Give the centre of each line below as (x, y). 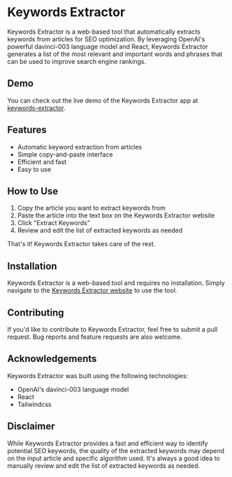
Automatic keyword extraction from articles (80, 147)
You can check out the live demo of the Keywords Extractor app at (103, 100)
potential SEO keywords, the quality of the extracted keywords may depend (116, 450)
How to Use (33, 191)
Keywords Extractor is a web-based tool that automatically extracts (104, 32)
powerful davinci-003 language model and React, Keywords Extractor (108, 46)
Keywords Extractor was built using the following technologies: (98, 375)
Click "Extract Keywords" (54, 223)
